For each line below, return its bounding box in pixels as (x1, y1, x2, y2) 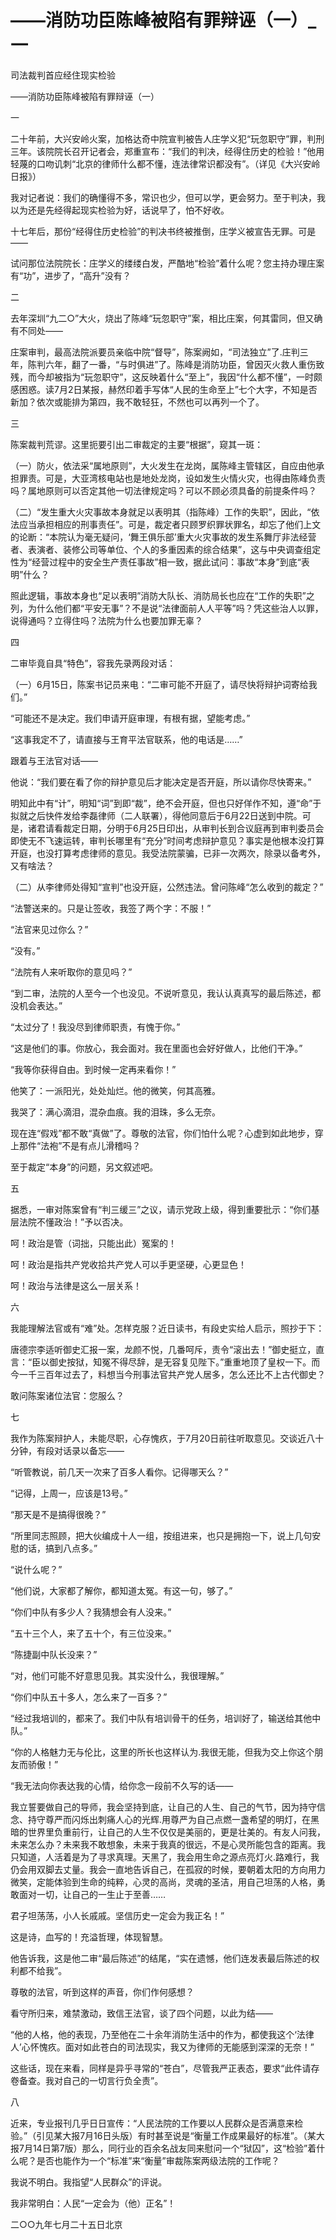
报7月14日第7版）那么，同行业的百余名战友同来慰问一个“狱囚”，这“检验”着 (10, 2142, 317, 2154)
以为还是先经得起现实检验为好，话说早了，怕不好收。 (10, 204, 230, 216)
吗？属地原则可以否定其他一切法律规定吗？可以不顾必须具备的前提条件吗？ (10, 484, 317, 496)
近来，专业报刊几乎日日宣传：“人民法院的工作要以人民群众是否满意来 (10, 2117, 295, 2129)
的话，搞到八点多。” (18, 1542, 98, 1554)
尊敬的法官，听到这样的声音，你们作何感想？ (10, 1986, 195, 1998)
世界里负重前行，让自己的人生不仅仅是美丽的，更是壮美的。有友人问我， (27, 1826, 326, 1838)
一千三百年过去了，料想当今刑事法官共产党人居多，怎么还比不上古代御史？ (18, 1368, 326, 1380)
